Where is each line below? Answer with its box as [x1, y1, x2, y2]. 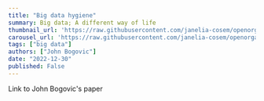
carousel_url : [8, 33, 55, 41]
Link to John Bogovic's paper [8, 84, 104, 93]
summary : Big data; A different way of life [8, 19, 156, 27]
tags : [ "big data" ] [8, 41, 72, 49]
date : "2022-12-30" [8, 56, 72, 63]
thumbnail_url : [8, 26, 58, 34]
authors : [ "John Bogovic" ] [8, 48, 97, 56]
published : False [8, 63, 65, 70]
